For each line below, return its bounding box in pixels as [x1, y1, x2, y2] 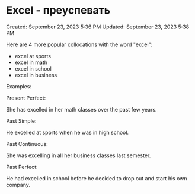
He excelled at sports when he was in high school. [6, 129, 129, 136]
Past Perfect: [6, 163, 38, 170]
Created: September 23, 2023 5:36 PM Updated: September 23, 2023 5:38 [6, 23, 190, 30]
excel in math [14, 59, 48, 66]
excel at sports [14, 52, 52, 59]
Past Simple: [6, 117, 37, 125]
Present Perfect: [6, 94, 46, 101]
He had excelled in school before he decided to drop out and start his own [6, 174, 188, 182]
